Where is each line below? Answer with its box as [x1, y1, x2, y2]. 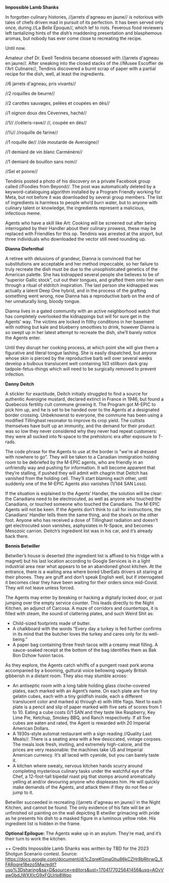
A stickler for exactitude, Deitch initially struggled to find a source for [5, 391, 148, 396]
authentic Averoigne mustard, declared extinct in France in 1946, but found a [5, 396, 164, 402]
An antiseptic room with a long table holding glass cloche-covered [12, 683, 150, 688]
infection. [5, 371, 25, 377]
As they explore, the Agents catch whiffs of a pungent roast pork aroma [5, 662, 154, 668]
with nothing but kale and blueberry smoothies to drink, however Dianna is [5, 324, 159, 330]
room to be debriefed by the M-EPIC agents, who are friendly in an [5, 459, 143, 465]
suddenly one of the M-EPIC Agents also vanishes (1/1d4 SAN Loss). [5, 480, 147, 487]
